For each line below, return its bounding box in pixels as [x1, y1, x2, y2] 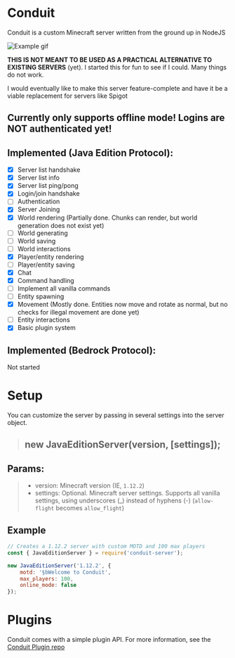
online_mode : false [20, 582, 77, 589]
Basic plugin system [17, 324, 76, 332]
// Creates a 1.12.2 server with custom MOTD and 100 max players [7, 543, 206, 550]
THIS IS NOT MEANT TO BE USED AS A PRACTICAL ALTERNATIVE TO [7, 55, 213, 64]
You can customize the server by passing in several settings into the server [7, 411, 224, 419]
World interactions [17, 244, 72, 253]
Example [7, 524, 46, 536]
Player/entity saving [17, 260, 75, 269]
